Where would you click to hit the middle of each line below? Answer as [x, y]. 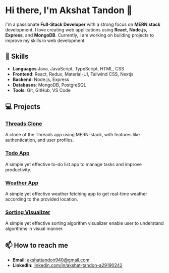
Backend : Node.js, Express [41, 79]
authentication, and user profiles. [40, 140]
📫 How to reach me [37, 245]
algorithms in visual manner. [35, 229]
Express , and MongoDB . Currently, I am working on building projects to [80, 35]
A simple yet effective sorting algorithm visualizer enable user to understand [84, 223]
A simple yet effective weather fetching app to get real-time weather [76, 194]
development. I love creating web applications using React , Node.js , [76, 29]
